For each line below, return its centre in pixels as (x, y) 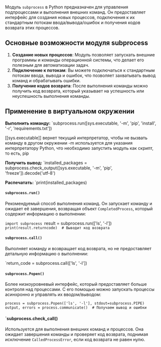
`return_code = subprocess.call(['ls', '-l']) (46, 263)
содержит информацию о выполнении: (45, 214)
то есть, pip (17, 153)
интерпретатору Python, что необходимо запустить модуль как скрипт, (79, 148)
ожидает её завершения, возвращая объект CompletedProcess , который (79, 208)
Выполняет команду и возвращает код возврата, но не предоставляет (78, 249)
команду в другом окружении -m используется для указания (69, 143)
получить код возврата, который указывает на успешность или (78, 91)
